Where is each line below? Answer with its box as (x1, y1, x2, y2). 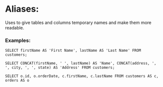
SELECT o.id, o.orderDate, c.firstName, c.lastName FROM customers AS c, (5, 74, 159, 79)
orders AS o (5, 78, 29, 83)
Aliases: (5, 3, 39, 15)
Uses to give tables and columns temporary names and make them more (5, 20, 152, 25)
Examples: (5, 37, 31, 43)
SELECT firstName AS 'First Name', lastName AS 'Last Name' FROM (5, 48, 141, 53)
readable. (5, 24, 24, 30)
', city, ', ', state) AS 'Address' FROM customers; (5, 65, 115, 70)
